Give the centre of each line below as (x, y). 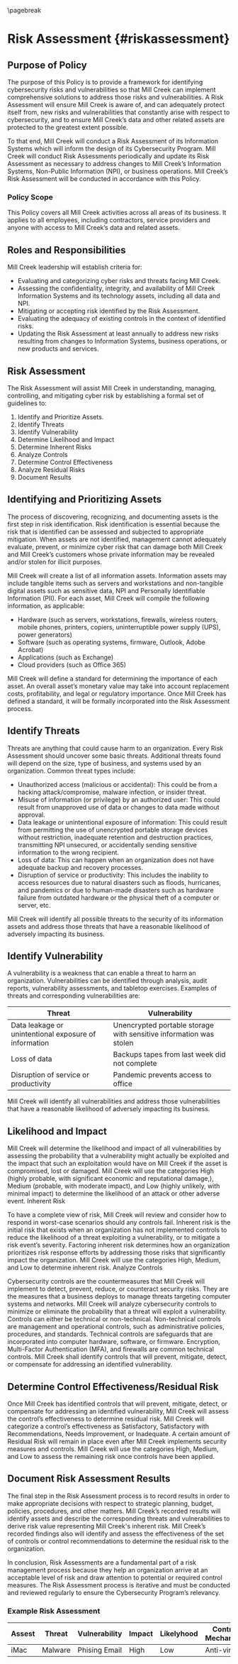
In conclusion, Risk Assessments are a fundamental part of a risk (102, 1562)
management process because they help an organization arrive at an (108, 1570)
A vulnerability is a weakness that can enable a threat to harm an (102, 973)
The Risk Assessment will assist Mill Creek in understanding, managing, (112, 388)
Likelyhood (179, 1633)
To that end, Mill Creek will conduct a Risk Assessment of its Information (113, 141)
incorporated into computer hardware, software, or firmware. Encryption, (114, 1342)
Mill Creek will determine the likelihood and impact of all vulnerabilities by (114, 1148)
